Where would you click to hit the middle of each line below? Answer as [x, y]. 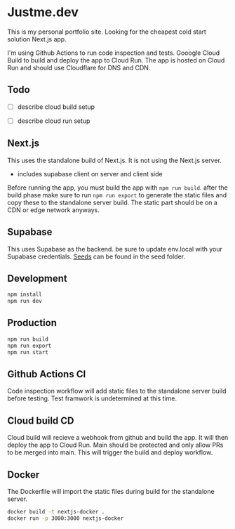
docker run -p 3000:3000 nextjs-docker [66, 518]
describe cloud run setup [54, 121]
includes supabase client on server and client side [90, 174]
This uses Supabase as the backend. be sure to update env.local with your [115, 249]
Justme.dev [43, 12]
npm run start [28, 352]
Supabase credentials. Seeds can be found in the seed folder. [96, 256]
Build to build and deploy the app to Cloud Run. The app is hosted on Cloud [116, 60]
